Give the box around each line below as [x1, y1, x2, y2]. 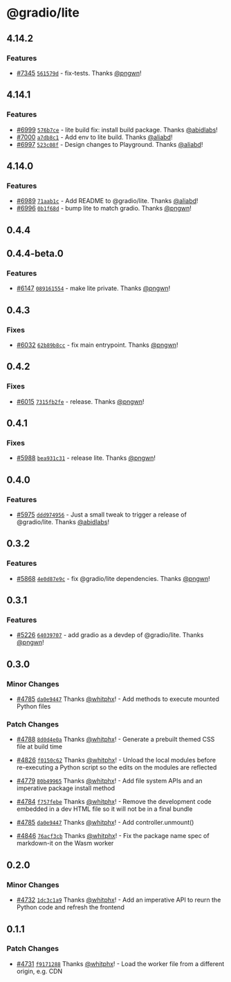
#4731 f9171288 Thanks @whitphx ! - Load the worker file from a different [16, 959, 225, 967]
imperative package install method [16, 784, 115, 792]
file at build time [16, 742, 63, 751]
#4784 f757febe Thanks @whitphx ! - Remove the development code [16, 798, 212, 806]
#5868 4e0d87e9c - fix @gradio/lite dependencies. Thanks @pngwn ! [16, 574, 210, 582]
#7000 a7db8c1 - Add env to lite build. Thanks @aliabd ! [16, 133, 173, 141]
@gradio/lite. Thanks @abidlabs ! [16, 518, 110, 526]
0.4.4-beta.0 [6, 248, 64, 260]
